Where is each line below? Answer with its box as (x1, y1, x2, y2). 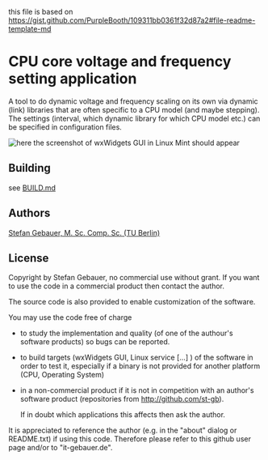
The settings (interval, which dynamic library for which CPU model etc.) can (8, 113, 261, 123)
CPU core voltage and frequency (8, 53, 232, 71)
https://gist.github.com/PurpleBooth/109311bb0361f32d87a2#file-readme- (8, 15, 256, 25)
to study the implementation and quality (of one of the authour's (19, 328, 233, 339)
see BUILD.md (8, 182, 57, 193)
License (8, 251, 49, 265)
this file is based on (8, 7, 73, 16)
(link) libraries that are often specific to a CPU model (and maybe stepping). (8, 104, 260, 114)
